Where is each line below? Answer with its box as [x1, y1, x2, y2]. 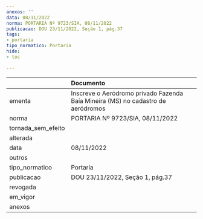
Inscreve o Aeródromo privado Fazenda [71, 89, 183, 97]
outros [9, 153, 28, 162]
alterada [9, 134, 33, 142]
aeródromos [71, 104, 106, 113]
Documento [71, 79, 106, 87]
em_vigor [9, 192, 35, 201]
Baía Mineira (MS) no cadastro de [71, 96, 166, 105]
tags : [6, 31, 20, 38]
